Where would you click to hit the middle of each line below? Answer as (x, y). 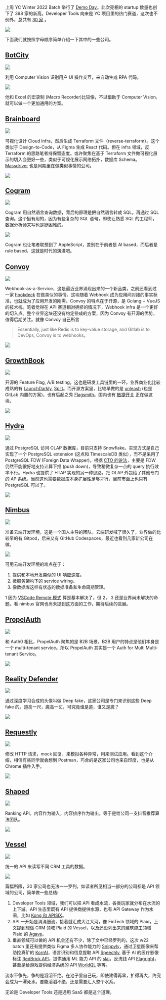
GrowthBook (25, 360)
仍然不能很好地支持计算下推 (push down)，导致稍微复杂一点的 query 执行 (80, 466)
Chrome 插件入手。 (25, 766)
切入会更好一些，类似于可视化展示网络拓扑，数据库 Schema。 (77, 159)
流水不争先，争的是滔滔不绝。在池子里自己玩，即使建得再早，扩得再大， (79, 975)
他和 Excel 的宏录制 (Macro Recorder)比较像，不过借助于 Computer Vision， (83, 97)
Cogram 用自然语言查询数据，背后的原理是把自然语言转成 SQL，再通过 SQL (82, 212)
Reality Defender (32, 679)
